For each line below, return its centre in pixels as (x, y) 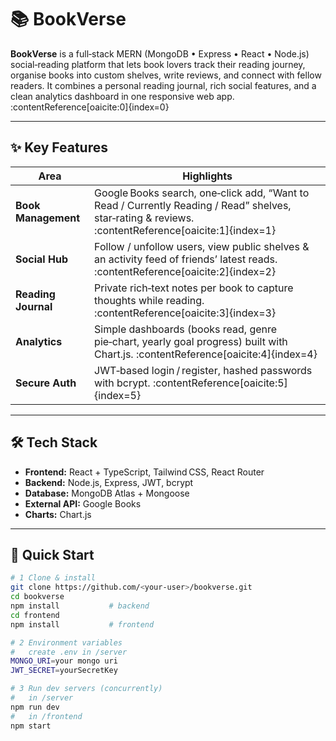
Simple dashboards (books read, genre (186, 329)
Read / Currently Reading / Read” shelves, (193, 205)
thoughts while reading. (149, 300)
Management (48, 218)
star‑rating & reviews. (144, 218)
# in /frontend (46, 716)
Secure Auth (46, 383)
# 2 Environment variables (66, 642)
